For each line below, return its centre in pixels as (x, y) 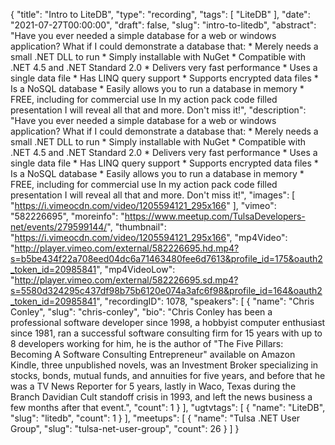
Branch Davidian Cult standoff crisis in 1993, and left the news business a (161, 397)
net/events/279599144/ (59, 227)
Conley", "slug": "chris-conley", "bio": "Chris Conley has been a (141, 312)
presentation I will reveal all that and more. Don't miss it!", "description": (158, 110)
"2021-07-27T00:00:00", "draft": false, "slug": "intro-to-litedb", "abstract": (163, 25)
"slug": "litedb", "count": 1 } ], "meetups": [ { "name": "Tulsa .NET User (155, 418)
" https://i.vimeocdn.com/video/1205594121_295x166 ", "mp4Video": (149, 237)
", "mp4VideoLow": (136, 269)
